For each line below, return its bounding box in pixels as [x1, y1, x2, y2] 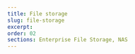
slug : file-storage [7, 17, 65, 24]
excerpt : [7, 23, 33, 30]
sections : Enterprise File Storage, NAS [7, 36, 129, 43]
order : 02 [7, 29, 37, 37]
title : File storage [7, 10, 69, 18]
